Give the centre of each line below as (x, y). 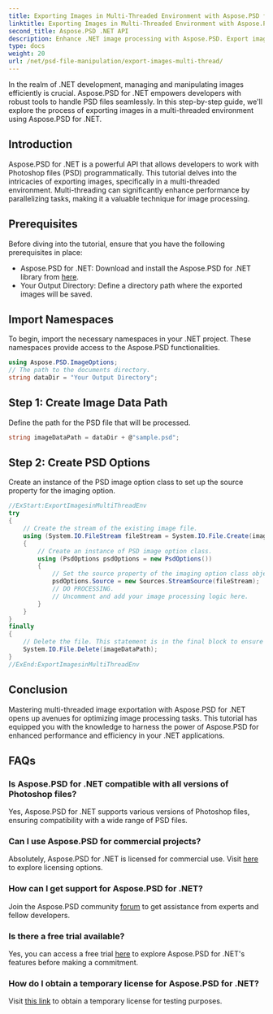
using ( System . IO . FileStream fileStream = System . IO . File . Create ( (138, 536)
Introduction (41, 144)
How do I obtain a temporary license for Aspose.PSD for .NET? (134, 984)
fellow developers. (39, 915)
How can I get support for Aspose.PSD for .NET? (106, 889)
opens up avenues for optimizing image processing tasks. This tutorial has (133, 718)
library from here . (50, 276)
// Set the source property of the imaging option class (150, 574)
